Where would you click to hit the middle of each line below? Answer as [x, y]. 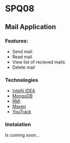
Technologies [22, 80]
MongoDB [22, 96]
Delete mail [23, 67]
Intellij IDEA [23, 91]
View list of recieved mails [38, 62]
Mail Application [31, 27]
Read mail [22, 57]
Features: [17, 41]
